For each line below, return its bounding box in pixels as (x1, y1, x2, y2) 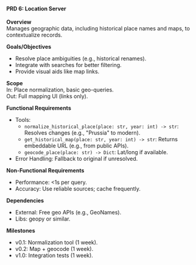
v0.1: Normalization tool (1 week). (15, 239, 98, 246)
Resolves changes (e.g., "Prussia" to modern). (24, 129, 141, 136)
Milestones (6, 227, 35, 235)
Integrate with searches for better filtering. (15, 62, 122, 69)
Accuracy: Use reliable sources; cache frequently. (15, 185, 141, 193)
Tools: (15, 116, 31, 124)
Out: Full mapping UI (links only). (6, 93, 88, 100)
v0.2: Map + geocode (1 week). (15, 246, 94, 253)
